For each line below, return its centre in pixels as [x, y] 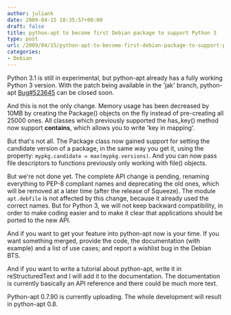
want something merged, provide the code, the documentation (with [104, 241]
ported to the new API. [39, 220]
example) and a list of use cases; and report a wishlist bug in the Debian [109, 248]
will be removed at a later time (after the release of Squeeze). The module [111, 191]
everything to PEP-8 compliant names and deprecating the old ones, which [113, 184]
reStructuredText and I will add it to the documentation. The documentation [114, 276]
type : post [23, 39]
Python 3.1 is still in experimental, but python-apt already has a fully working [115, 78]
